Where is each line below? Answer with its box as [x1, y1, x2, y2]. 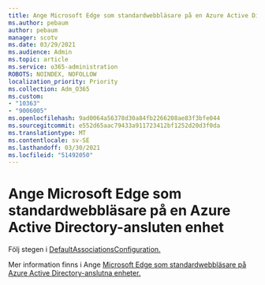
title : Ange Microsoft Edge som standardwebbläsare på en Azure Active [8, 11, 248, 20]
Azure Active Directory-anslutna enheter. [8, 268, 141, 278]
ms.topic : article [8, 56, 69, 64]
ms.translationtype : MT [8, 129, 87, 137]
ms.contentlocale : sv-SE [8, 136, 90, 144]
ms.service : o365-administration [8, 63, 118, 71]
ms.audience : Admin [8, 48, 73, 56]
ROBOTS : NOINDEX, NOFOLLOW [8, 70, 97, 78]
